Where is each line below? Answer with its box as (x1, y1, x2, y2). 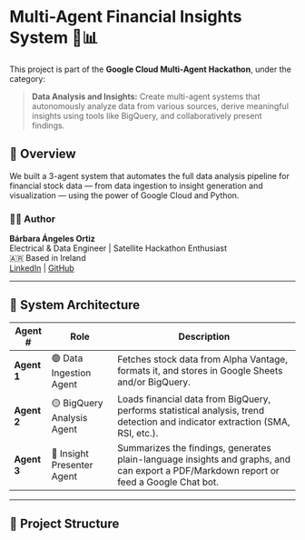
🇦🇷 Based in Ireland (9, 253, 86, 264)
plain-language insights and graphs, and (117, 453, 291, 465)
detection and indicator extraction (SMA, (117, 415, 290, 428)
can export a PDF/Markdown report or (117, 464, 280, 476)
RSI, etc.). (117, 426, 159, 439)
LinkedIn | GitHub (9, 263, 74, 274)
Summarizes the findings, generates (117, 441, 271, 454)
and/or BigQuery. (117, 375, 191, 388)
